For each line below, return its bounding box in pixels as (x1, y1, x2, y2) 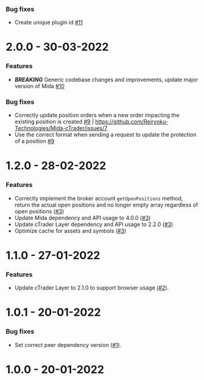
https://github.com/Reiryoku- (95, 118, 169, 125)
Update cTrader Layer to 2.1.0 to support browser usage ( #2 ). (14, 284, 169, 291)
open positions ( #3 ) (14, 207, 65, 215)
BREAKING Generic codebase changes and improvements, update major (14, 76, 199, 83)
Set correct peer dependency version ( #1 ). (14, 341, 122, 348)
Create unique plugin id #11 (14, 19, 83, 26)
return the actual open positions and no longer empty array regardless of (14, 201, 199, 208)
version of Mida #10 (14, 82, 65, 90)
